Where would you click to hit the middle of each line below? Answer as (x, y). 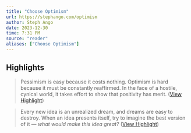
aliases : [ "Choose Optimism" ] (43, 44)
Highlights (25, 68)
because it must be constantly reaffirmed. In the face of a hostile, (99, 87)
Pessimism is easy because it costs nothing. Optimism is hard (94, 82)
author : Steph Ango (30, 22)
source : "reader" (27, 38)
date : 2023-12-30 (27, 28)
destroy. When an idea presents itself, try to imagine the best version (103, 118)
